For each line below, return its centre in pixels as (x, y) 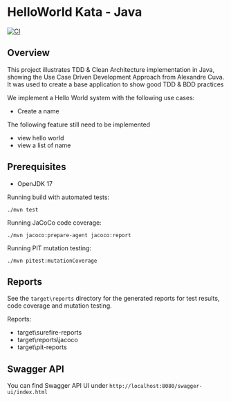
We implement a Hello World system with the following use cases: (101, 97)
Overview (29, 53)
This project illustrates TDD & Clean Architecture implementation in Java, (111, 69)
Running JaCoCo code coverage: (54, 223)
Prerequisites (37, 167)
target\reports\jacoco (47, 340)
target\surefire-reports (49, 333)
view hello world (40, 138)
